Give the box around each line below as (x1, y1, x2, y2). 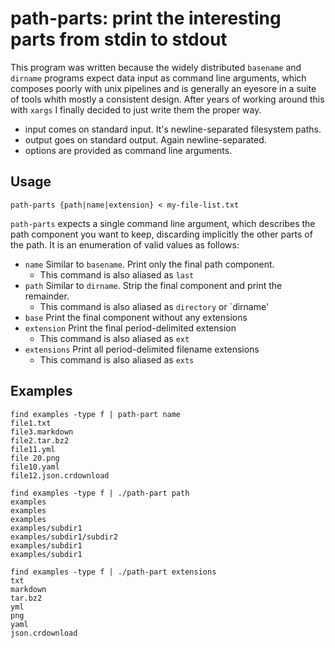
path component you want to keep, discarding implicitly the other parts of (10, 228, 313, 240)
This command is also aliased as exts (39, 353, 195, 366)
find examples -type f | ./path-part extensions (10, 567, 217, 577)
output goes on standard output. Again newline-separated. (24, 133, 267, 146)
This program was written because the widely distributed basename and (10, 61, 302, 73)
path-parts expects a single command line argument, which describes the (10, 217, 316, 229)
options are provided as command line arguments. (24, 144, 233, 156)
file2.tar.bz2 (10, 435, 70, 446)
